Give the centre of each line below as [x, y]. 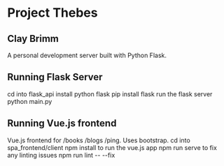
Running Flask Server [55, 77]
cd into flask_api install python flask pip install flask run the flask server [110, 94]
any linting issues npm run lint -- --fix [61, 155]
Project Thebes [52, 13]
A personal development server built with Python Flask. [87, 55]
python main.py [30, 101]
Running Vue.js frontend [62, 123]
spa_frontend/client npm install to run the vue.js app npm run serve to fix [112, 147]
